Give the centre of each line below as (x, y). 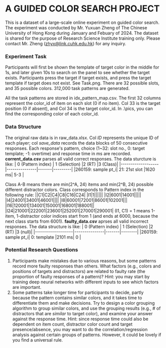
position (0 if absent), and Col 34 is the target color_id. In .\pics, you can (79, 109)
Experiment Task (26, 56)
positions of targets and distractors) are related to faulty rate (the (79, 271)
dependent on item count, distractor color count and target (72, 324)
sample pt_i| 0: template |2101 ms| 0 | (43, 237)
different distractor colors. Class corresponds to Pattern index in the (75, 189)
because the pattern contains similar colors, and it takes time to (77, 298)
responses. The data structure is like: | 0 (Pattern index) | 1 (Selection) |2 (79, 226)
